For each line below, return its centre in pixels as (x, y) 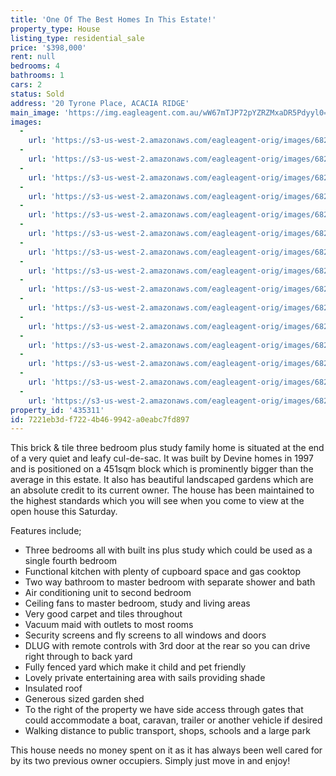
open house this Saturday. (64, 512)
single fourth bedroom (71, 561)
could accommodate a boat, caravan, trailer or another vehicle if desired (173, 720)
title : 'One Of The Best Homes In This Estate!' (113, 19)
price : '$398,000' (48, 47)
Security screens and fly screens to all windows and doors (145, 635)
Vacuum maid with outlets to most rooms (109, 625)
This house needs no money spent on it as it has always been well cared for (166, 750)
